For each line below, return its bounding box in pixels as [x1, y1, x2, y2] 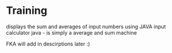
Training [6, 4, 48, 17]
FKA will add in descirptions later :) [6, 40, 91, 47]
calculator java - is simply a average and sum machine [6, 29, 137, 36]
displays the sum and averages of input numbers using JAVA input [6, 23, 166, 30]
